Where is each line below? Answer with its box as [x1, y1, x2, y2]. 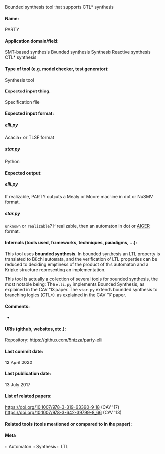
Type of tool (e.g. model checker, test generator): [5, 66, 109, 72]
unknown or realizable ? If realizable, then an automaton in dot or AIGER [5, 223, 150, 229]
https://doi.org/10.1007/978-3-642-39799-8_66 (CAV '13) [5, 410, 122, 416]
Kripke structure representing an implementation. [5, 267, 106, 272]
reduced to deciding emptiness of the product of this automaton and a [5, 261, 149, 268]
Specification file [5, 99, 40, 105]
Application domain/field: [5, 38, 59, 44]
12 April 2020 [5, 359, 33, 365]
